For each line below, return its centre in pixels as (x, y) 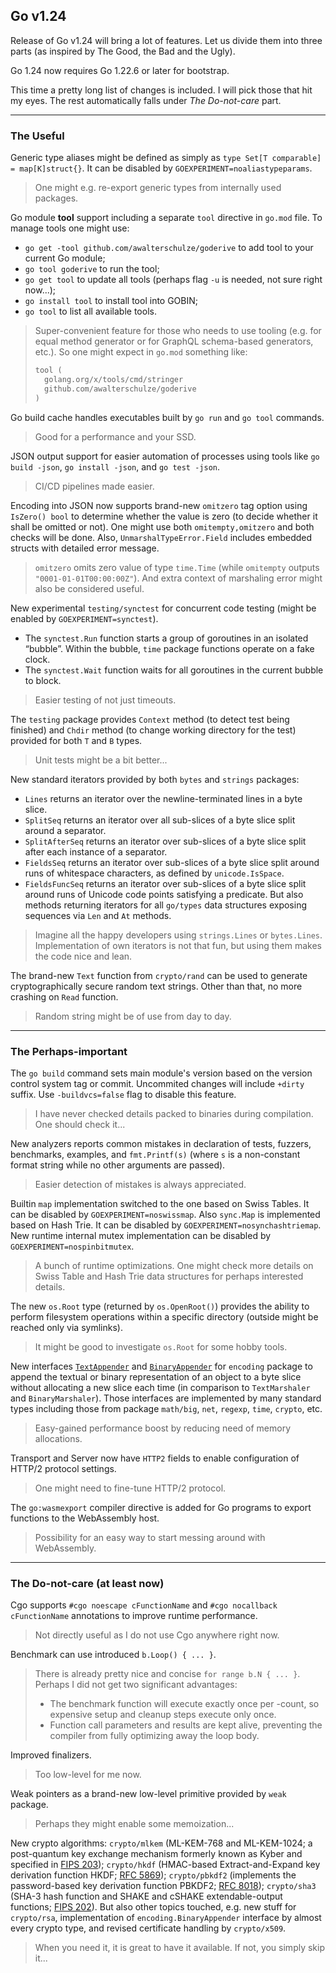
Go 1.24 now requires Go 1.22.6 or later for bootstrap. (120, 70)
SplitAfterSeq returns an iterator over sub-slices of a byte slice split (165, 841)
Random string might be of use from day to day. (133, 1016)
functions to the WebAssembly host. (85, 1518)
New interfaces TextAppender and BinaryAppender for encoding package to (161, 1366)
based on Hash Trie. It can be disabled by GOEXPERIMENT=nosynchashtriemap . (166, 1225)
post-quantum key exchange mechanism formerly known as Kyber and (156, 1854)
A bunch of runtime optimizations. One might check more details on (174, 1265)
